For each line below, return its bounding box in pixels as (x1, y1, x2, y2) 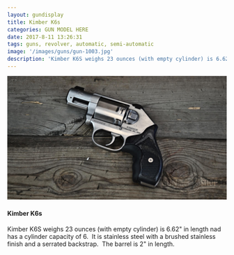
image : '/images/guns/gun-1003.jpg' (7, 48, 114, 55)
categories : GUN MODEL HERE (7, 26, 89, 33)
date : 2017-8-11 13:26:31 (7, 34, 82, 41)
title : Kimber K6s (7, 18, 61, 26)
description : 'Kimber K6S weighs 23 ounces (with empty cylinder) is (7, 56, 214, 63)
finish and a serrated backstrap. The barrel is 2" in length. (7, 240, 175, 248)
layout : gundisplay (7, 11, 64, 18)
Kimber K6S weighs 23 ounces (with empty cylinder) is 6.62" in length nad (7, 224, 221, 233)
